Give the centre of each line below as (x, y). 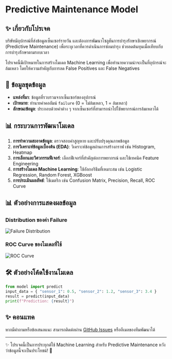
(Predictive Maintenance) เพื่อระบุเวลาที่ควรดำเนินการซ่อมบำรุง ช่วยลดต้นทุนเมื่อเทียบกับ (84, 46)
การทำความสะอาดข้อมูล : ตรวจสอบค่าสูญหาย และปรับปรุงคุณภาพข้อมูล (71, 141)
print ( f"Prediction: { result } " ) (40, 301)
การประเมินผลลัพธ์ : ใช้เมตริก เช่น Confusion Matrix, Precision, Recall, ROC (84, 180)
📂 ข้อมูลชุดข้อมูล (26, 85)
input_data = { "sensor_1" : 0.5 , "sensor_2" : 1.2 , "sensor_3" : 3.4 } (81, 292)
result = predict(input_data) (38, 296)
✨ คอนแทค (20, 317)
